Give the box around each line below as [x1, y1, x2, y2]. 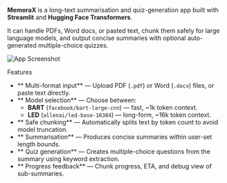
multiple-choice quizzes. [37, 41, 109, 49]
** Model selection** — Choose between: [17, 96, 137, 104]
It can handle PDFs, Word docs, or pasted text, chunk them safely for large [7, 27, 220, 35]
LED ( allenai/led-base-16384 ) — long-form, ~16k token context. [27, 110, 211, 119]
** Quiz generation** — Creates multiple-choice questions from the [17, 148, 211, 155]
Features [7, 68, 33, 76]
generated [7, 41, 37, 49]
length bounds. [17, 140, 61, 148]
